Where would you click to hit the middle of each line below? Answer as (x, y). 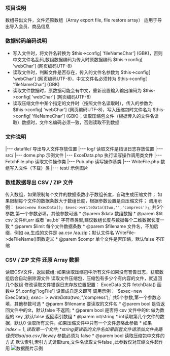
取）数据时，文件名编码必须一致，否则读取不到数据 (66, 122)
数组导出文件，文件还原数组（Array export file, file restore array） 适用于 (81, 20)
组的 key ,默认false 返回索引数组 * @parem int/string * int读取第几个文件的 (83, 317)
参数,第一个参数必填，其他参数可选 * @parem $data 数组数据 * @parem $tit (84, 214)
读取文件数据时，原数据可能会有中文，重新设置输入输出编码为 (77, 90)
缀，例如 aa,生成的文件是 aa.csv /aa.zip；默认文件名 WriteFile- (71, 233)
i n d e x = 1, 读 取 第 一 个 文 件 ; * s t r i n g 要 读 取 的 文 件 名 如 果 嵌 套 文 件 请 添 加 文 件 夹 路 (84, 329)
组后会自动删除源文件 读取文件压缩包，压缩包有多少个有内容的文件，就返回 (84, 278)
